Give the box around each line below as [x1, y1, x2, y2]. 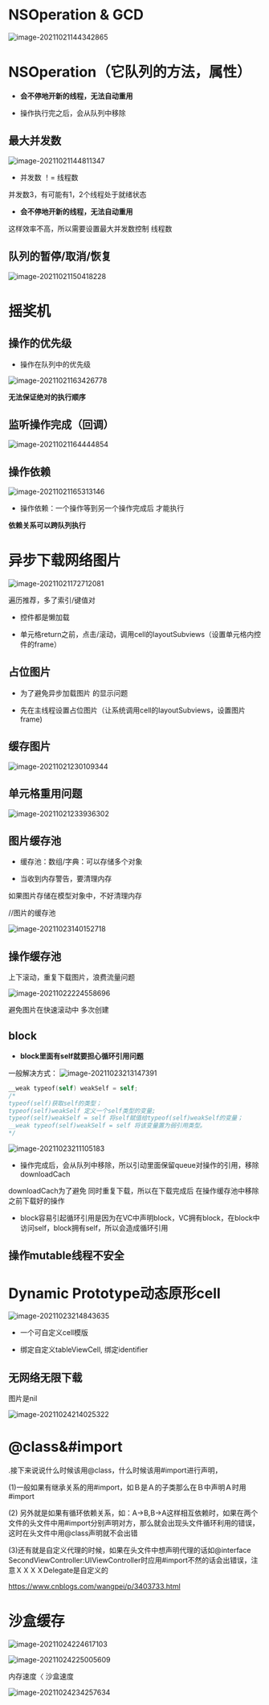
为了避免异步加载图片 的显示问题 [19, 688, 128, 697]
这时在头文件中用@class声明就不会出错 [8, 1528, 138, 1538]
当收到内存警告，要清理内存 [19, 874, 112, 884]
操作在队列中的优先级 [19, 359, 91, 369]
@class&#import [8, 1438, 123, 1456]
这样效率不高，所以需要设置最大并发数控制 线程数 [8, 224, 173, 233]
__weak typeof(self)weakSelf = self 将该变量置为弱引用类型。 [8, 1122, 206, 1130]
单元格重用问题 [8, 787, 83, 801]
